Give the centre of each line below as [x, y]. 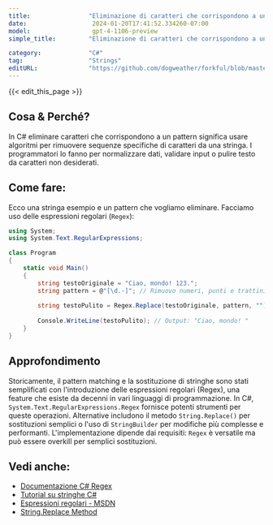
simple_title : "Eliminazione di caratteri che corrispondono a [132, 39]
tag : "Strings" [65, 61]
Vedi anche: [39, 466]
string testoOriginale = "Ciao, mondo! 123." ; [118, 283]
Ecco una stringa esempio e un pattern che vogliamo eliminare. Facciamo [131, 207]
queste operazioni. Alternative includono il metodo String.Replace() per [129, 415]
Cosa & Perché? [50, 117]
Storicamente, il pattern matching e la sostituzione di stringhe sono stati [129, 381]
